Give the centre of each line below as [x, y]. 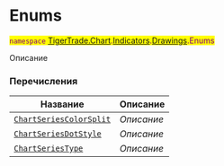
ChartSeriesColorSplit [62, 119]
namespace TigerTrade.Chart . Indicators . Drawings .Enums [112, 40]
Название [62, 104]
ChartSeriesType [49, 149]
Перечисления [44, 81]
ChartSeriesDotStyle [58, 134]
